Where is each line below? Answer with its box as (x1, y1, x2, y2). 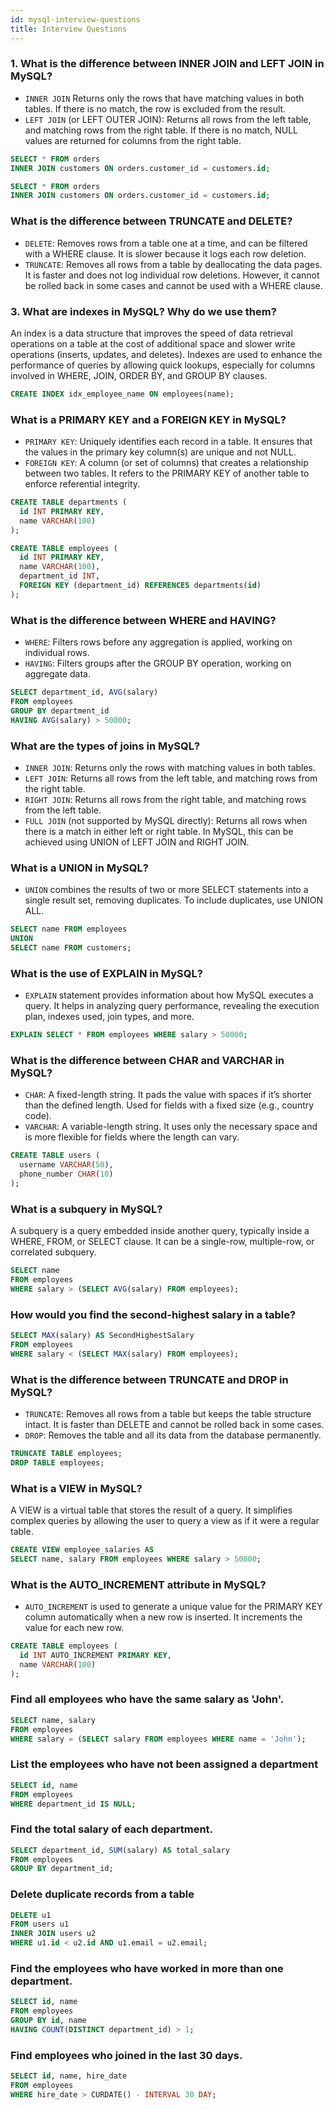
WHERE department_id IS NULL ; (10, 1799, 137, 1809)
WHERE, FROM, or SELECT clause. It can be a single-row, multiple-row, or (10, 1236, 315, 1248)
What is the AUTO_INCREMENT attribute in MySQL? (10, 1577, 267, 1591)
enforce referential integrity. (24, 478, 141, 490)
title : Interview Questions (10, 24, 128, 34)
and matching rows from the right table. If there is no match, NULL (24, 124, 298, 136)
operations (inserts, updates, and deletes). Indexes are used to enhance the (10, 348, 323, 360)
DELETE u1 (10, 1910, 52, 1920)
